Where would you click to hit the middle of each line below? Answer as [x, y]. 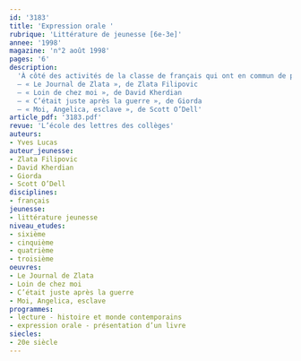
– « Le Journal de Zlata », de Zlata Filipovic [108, 84]
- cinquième [31, 243]
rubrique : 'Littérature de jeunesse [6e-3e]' [95, 34]
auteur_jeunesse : [42, 150]
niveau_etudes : [38, 226]
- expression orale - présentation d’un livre [98, 326]
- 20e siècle [34, 342]
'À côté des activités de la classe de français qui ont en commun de [152, 76]
